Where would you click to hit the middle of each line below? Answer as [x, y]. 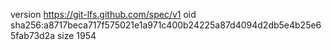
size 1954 [76, 35]
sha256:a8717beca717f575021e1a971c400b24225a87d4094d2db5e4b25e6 [166, 25]
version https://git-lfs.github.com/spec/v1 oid [103, 14]
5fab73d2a [33, 35]
